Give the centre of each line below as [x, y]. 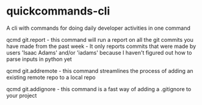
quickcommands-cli [58, 11]
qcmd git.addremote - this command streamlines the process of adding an [100, 70]
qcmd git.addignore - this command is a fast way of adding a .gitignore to [99, 89]
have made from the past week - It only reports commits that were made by [101, 46]
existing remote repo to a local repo [51, 77]
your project [22, 95]
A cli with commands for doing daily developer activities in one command [99, 28]
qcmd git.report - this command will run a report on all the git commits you [100, 39]
